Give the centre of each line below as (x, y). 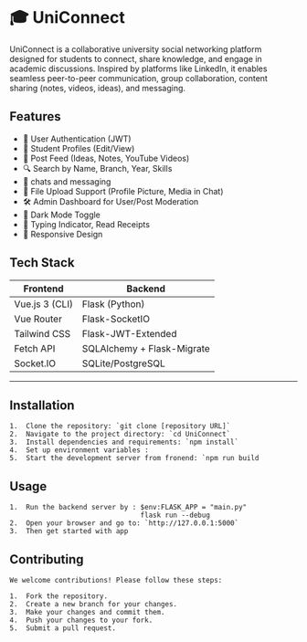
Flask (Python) (113, 304)
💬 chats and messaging (67, 181)
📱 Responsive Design (63, 234)
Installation (42, 405)
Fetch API (35, 348)
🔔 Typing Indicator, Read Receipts (86, 224)
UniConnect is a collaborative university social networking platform (136, 49)
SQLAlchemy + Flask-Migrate (146, 348)
